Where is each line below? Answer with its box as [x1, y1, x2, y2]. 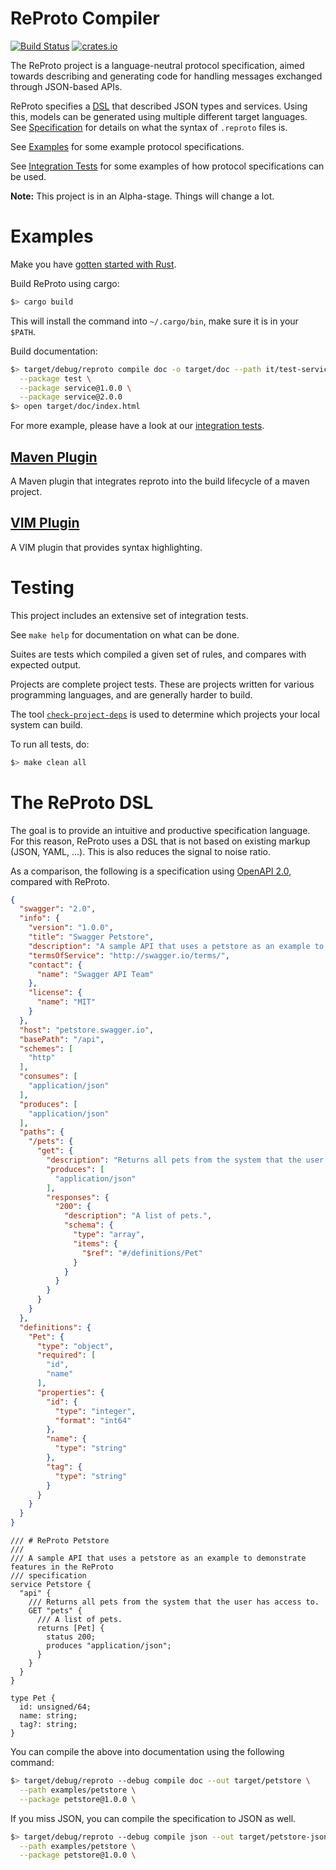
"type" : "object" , [36, 1341, 114, 1351]
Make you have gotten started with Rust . [10, 258, 177, 270]
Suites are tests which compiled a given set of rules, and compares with [10, 648, 307, 660]
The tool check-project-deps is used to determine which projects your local [10, 708, 320, 720]
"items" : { [73, 1238, 118, 1249]
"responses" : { [46, 1192, 110, 1202]
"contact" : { [28, 960, 83, 970]
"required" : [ [36, 1350, 97, 1361]
